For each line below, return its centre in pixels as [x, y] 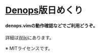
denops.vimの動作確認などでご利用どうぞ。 [52, 25]
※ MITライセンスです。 [29, 48]
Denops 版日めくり [44, 10]
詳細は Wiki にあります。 [30, 38]
